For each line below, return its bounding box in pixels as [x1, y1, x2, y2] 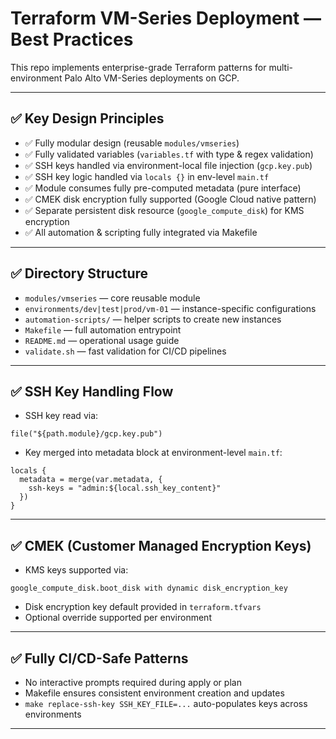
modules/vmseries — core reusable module [24, 292, 201, 304]
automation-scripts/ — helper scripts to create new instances [24, 313, 282, 325]
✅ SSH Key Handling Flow [10, 383, 174, 400]
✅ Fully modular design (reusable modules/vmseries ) [24, 137, 240, 149]
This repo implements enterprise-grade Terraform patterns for [10, 61, 267, 73]
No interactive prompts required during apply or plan [24, 677, 242, 688]
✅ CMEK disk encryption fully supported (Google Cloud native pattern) [24, 193, 317, 205]
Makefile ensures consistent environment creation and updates [24, 687, 285, 699]
